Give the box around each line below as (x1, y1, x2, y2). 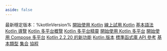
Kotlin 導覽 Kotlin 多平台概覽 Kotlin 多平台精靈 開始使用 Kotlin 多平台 (5, 28, 146, 34)
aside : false (5, 7, 33, 12)
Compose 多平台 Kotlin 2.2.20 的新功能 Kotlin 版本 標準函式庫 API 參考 (11, 34, 156, 40)
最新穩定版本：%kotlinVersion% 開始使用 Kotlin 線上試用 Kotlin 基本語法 (5, 21, 154, 27)
